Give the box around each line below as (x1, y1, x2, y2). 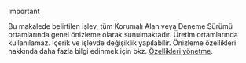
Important (8, 7, 40, 16)
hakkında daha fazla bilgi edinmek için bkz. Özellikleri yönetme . (8, 47, 214, 55)
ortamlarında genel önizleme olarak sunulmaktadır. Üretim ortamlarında (8, 30, 238, 39)
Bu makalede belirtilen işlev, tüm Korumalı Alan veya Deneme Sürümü (8, 22, 233, 30)
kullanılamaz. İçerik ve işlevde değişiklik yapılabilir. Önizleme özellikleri (8, 38, 237, 47)
